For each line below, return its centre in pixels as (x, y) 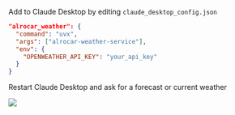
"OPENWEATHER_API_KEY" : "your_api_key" (90, 57)
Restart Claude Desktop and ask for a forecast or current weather (117, 87)
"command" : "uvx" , (47, 34)
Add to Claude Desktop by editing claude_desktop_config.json (113, 12)
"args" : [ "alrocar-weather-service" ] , (81, 41)
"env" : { (30, 49)
